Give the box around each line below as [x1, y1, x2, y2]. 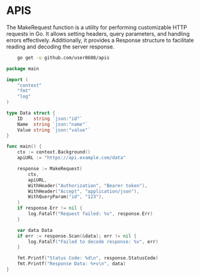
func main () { [6, 144, 42, 150]
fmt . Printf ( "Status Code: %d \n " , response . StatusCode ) [17, 255, 159, 261]
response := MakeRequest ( [17, 166, 83, 172]
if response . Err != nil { [17, 205, 83, 211]
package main [6, 65, 39, 71]
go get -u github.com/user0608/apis [17, 55, 110, 61]
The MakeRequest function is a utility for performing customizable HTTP [6, 24, 187, 31]
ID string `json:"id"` [17, 116, 83, 122]
